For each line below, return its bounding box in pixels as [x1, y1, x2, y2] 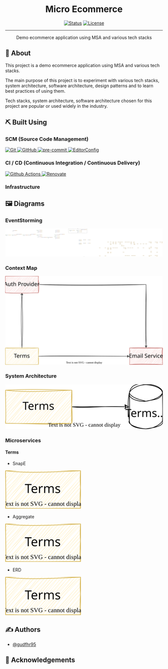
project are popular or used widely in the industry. [5, 103, 108, 109]
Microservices [5, 437, 41, 444]
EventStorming [5, 217, 42, 224]
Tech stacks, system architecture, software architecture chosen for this [5, 98, 152, 104]
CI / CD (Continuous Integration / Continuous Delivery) [5, 159, 140, 166]
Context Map [5, 264, 37, 271]
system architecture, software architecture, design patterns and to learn [5, 83, 153, 89]
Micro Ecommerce [45, 4, 123, 15]
